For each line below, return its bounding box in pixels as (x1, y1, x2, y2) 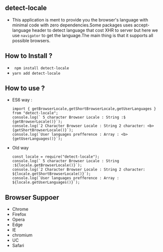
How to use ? (5, 84, 45, 92)
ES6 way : (12, 97, 33, 103)
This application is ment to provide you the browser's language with (12, 17, 148, 22)
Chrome (12, 206, 29, 212)
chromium (12, 232, 33, 238)
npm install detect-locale (14, 65, 69, 70)
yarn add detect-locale (12, 71, 61, 76)
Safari (12, 243, 24, 249)
